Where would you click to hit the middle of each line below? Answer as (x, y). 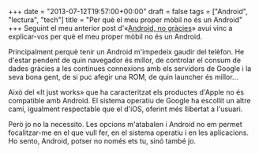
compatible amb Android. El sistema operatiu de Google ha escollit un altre (129, 101)
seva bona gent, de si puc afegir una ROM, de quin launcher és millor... (123, 77)
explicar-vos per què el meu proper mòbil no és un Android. (105, 36)
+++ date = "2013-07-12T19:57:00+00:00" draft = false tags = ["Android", (128, 11)
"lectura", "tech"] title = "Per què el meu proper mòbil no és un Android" (126, 20)
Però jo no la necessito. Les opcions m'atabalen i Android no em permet (125, 124)
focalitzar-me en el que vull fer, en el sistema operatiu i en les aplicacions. (129, 132)
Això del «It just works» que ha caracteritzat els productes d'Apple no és (126, 92)
